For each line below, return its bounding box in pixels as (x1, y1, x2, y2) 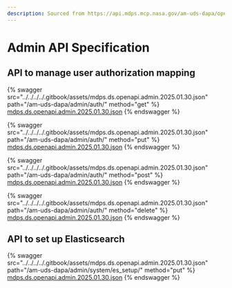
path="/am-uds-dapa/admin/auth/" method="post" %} (7, 170, 164, 179)
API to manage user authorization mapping (7, 67, 195, 79)
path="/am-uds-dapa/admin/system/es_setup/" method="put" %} (7, 266, 195, 274)
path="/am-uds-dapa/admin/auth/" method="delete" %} (7, 206, 168, 214)
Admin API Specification (7, 39, 150, 55)
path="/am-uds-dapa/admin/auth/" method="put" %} (7, 135, 160, 143)
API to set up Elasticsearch (7, 234, 125, 245)
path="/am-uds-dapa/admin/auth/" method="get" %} (7, 100, 160, 108)
